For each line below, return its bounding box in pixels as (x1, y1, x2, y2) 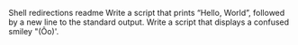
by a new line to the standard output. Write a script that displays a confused (8, 17, 290, 27)
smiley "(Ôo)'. (8, 26, 59, 36)
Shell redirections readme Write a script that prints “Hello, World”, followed (8, 8, 285, 18)
